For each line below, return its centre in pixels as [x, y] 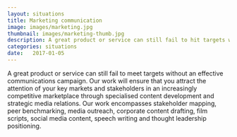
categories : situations [42, 47]
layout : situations [36, 14]
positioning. [24, 126]
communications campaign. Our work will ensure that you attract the [107, 81]
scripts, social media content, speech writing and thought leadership [107, 118]
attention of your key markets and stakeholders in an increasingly [102, 88]
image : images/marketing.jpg [50, 27]
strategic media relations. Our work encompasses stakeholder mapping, [112, 103]
